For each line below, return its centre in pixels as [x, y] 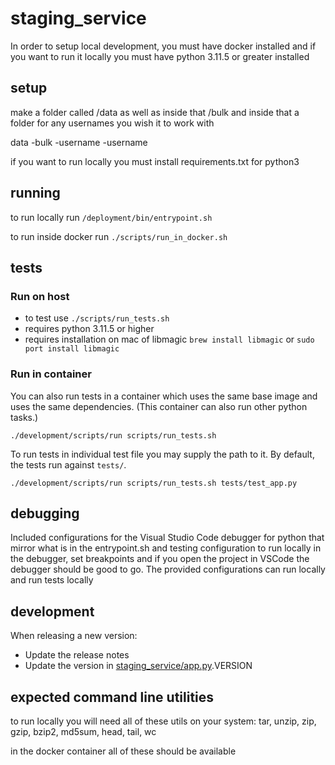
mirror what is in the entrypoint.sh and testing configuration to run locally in [166, 548]
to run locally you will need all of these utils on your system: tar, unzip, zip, [163, 721]
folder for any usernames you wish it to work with [112, 123]
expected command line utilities [112, 697]
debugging [45, 513]
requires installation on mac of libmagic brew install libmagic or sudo [169, 339]
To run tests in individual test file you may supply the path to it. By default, [162, 454]
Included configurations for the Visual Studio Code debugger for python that [167, 538]
